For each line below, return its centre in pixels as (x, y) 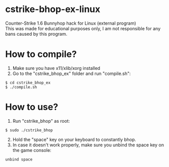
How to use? (32, 107)
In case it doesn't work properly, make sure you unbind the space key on (88, 145)
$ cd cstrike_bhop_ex (28, 82)
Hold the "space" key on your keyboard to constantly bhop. (74, 139)
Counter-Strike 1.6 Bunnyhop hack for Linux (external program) (71, 23)
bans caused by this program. (36, 34)
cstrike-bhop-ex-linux (53, 9)
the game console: (32, 150)
